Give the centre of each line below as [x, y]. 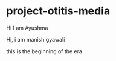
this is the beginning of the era [44, 51]
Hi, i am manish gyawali [36, 39]
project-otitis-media [58, 11]
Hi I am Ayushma [27, 28]
